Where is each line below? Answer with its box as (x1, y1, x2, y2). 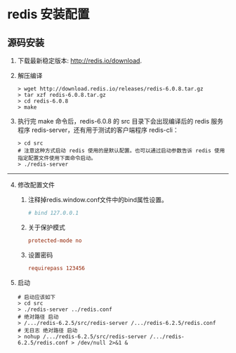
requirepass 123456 (27, 265, 86, 272)
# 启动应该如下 (17, 293, 56, 300)
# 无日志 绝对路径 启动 (17, 327, 78, 334)
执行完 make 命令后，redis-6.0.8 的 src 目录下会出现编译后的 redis (17, 117, 209, 125)
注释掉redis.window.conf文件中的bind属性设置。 (27, 196, 169, 204)
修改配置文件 (17, 180, 55, 189)
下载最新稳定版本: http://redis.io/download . (17, 57, 143, 65)
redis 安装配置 (7, 6, 90, 22)
